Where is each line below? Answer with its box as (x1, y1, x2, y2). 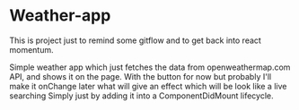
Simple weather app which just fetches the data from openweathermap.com (9, 62, 291, 72)
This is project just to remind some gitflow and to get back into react (9, 35, 262, 46)
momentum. (9, 44, 54, 55)
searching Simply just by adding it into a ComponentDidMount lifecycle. (9, 90, 274, 101)
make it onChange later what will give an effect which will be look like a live (9, 80, 287, 91)
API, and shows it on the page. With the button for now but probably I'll (9, 71, 272, 81)
